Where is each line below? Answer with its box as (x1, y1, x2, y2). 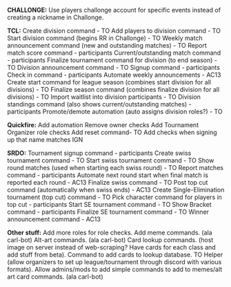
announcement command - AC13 (7, 215, 101, 223)
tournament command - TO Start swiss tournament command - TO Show (7, 156, 214, 165)
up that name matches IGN (7, 136, 83, 144)
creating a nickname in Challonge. (7, 13, 104, 21)
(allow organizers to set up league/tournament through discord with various (7, 258, 222, 266)
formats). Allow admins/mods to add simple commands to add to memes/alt (7, 266, 223, 273)
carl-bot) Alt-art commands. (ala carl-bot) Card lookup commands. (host (7, 236, 214, 244)
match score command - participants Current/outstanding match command (7, 48, 221, 57)
